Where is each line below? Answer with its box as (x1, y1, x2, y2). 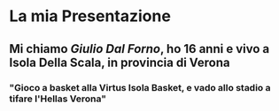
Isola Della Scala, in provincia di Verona (9, 55, 230, 70)
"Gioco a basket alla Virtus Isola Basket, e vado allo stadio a (9, 81, 272, 93)
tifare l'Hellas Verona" (9, 92, 106, 105)
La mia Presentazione (9, 6, 171, 26)
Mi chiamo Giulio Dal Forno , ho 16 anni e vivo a (9, 41, 270, 56)
